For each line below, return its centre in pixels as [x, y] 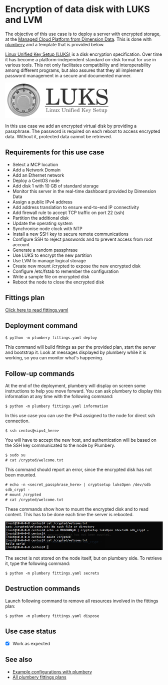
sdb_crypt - [17, 490]
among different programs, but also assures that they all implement [74, 70]
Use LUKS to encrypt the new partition [52, 255]
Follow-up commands [40, 374]
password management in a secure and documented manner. [68, 75]
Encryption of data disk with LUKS [77, 9]
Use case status [31, 631]
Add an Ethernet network [38, 175]
